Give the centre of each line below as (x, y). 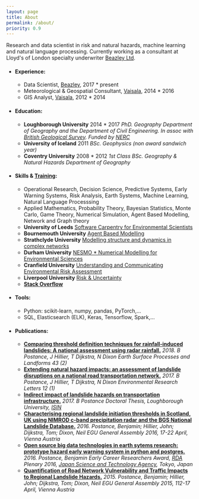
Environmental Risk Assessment (63, 271)
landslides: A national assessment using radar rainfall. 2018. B (102, 350)
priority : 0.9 (24, 28)
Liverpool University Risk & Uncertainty (72, 277)
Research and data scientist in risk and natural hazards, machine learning (96, 45)
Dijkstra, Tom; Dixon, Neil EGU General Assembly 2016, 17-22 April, (106, 433)
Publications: (31, 330)
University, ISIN (42, 407)
